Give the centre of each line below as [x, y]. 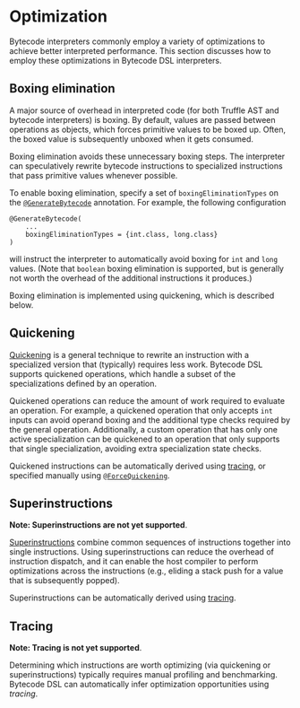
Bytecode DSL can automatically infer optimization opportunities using [139, 685]
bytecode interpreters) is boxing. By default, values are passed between [142, 119]
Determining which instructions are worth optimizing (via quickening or [140, 665]
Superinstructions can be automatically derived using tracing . [123, 598]
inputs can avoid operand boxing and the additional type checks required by [150, 420]
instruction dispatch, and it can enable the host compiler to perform [134, 562]
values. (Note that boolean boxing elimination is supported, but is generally [147, 268]
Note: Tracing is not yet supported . [76, 648]
